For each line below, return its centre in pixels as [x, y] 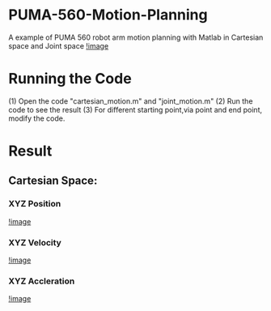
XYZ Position [35, 204]
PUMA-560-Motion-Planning [108, 15]
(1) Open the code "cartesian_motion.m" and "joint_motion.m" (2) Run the [131, 101]
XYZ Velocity [35, 242]
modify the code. [37, 118]
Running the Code [70, 79]
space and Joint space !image [59, 45]
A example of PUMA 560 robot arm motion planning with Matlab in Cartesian [136, 37]
